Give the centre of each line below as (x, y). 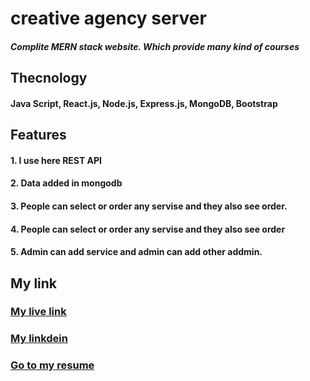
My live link (38, 312)
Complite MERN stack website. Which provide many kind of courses (155, 46)
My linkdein (39, 339)
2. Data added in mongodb (66, 183)
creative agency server (108, 18)
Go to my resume (52, 365)
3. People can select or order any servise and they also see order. (149, 206)
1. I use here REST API (56, 160)
